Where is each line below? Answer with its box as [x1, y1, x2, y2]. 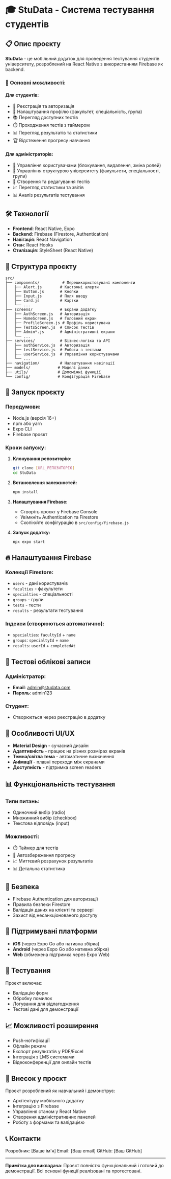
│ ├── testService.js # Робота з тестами [5, 347, 101, 352]
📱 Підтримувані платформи [5, 927, 98, 936]
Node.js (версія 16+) [12, 415, 56, 421]
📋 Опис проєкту [5, 39, 61, 48]
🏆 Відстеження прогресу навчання [12, 138, 90, 144]
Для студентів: [5, 92, 39, 98]
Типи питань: [5, 798, 40, 805]
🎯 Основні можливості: [5, 79, 66, 86]
